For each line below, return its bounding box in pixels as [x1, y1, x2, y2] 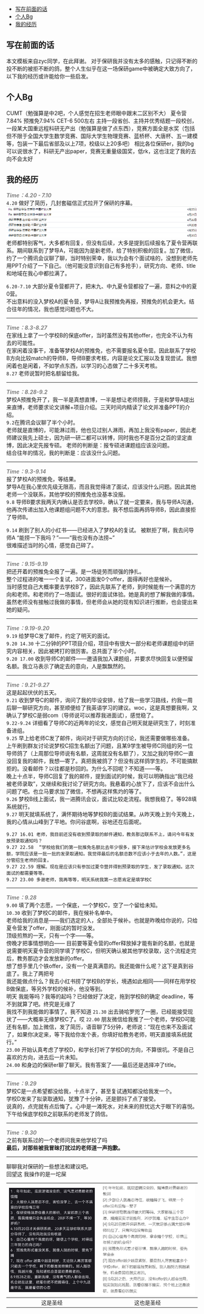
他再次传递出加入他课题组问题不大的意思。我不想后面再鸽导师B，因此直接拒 [6, 506, 196, 513]
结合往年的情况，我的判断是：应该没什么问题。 [6, 449, 123, 456]
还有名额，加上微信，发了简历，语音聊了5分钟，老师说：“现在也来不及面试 [6, 1023, 193, 1030]
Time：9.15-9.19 [6, 560, 48, 567]
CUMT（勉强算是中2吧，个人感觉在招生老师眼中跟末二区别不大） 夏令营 [6, 109, 187, 117]
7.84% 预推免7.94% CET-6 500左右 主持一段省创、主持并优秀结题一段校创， [6, 117, 197, 124]
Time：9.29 [6, 1080, 37, 1087]
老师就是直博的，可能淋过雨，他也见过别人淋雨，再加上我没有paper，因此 [6, 426, 191, 433]
